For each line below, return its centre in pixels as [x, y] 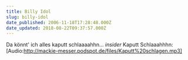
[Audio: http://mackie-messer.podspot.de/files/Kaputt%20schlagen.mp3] [94, 51]
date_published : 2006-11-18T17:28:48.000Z [59, 22]
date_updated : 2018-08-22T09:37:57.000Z [56, 28]
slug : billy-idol [27, 17]
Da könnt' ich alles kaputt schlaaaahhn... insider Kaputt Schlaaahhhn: [90, 45]
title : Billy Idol [28, 11]
